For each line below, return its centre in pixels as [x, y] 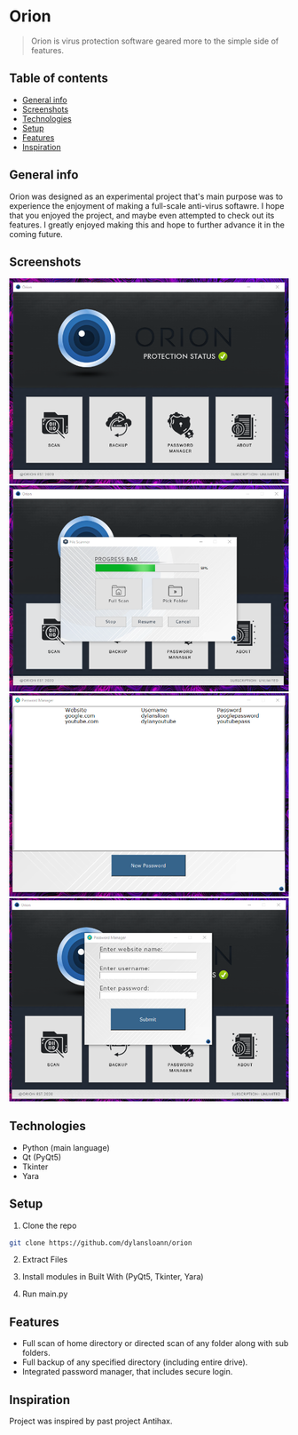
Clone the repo [49, 1225]
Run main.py [45, 1294]
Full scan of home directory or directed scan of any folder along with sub [155, 1343]
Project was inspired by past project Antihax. [91, 1421]
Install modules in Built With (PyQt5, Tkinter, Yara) [113, 1277]
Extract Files [45, 1260]
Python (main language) [66, 1147]
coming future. [36, 234]
